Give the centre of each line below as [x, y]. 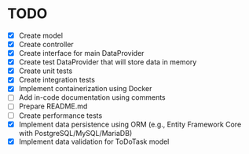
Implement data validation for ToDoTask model [94, 141]
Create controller [46, 44]
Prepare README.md [53, 106]
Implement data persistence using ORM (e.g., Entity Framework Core [130, 124]
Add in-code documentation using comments [92, 97]
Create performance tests [60, 115]
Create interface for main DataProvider [81, 53]
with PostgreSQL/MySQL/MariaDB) [75, 133]
